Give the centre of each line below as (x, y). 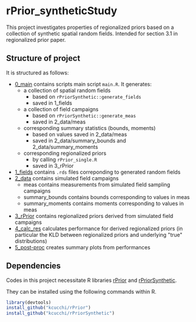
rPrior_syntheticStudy (62, 11)
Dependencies (33, 266)
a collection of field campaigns (61, 109)
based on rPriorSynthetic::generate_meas (84, 115)
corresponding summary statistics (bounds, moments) (89, 128)
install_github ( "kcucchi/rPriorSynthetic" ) (61, 313)
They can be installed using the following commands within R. (81, 291)
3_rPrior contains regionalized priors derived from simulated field (94, 216)
